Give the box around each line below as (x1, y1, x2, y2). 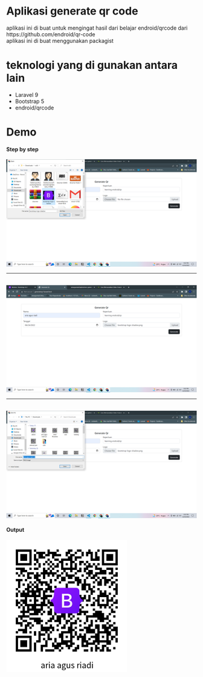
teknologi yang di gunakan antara (6, 59, 178, 72)
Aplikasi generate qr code (6, 4, 138, 18)
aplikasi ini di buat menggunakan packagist (6, 37, 114, 44)
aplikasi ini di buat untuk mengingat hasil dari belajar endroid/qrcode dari (6, 24, 188, 31)
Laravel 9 (14, 91, 39, 98)
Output (6, 526, 25, 534)
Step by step (6, 145, 39, 152)
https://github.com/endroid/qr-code (6, 30, 95, 38)
